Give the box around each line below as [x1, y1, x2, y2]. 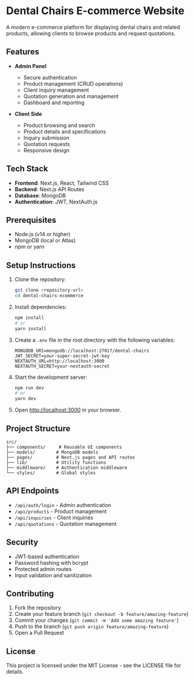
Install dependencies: [14, 303, 67, 310]
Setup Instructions [6, 260, 76, 270]
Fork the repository [14, 604, 62, 611]
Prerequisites [6, 215, 56, 225]
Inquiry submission [23, 134, 69, 141]
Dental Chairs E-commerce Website [6, 4, 185, 18]
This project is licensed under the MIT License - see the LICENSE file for [6, 662, 181, 669]
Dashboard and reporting [23, 99, 85, 106]
